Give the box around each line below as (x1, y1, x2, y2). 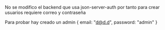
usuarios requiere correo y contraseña (5, 9, 86, 15)
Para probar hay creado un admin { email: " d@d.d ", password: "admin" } (5, 19, 158, 25)
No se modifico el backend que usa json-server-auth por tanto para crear (5, 4, 160, 10)
